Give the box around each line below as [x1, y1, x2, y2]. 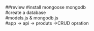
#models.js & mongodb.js [5, 15, 58, 20]
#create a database [5, 9, 46, 15]
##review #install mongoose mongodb [5, 4, 86, 10]
